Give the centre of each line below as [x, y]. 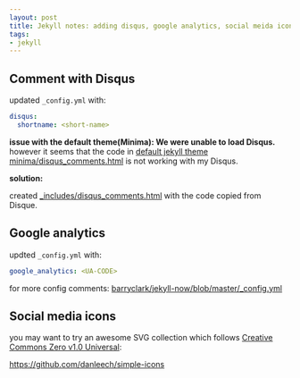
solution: [26, 178]
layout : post [33, 17]
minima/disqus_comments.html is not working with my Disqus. [124, 161]
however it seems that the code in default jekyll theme [108, 151]
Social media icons [63, 316]
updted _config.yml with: [56, 255]
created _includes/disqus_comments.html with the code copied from [135, 195]
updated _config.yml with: [58, 100]
